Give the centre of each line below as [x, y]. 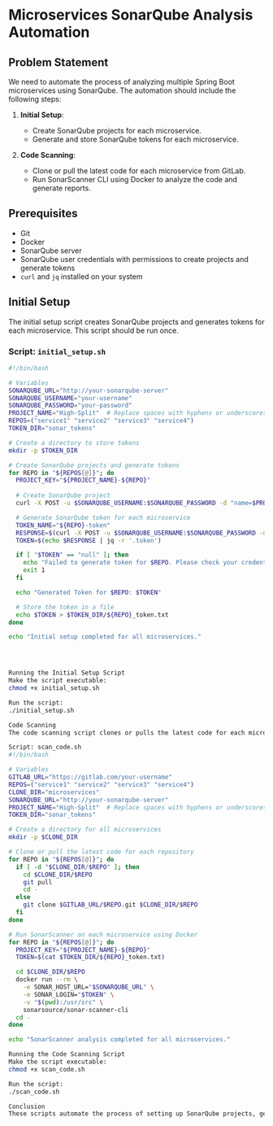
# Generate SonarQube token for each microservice [103, 517]
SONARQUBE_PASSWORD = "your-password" [70, 406]
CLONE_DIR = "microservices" [54, 792]
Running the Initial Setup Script [67, 673]
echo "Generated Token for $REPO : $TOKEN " [89, 592]
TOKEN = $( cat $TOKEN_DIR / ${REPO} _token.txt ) [90, 958]
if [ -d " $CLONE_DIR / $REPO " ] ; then [78, 867]
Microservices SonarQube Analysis [131, 15]
